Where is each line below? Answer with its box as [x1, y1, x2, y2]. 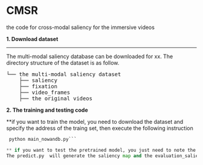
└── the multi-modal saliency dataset [6, 71, 121, 77]
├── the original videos [19, 95, 92, 102]
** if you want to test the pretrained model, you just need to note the [6, 147, 196, 153]
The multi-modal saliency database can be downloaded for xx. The [6, 53, 173, 60]
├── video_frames [19, 89, 71, 95]
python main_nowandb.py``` [8, 136, 77, 142]
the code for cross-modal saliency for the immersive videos [6, 24, 155, 31]
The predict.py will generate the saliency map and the [6, 152, 153, 159]
